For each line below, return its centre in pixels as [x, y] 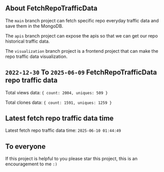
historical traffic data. [27, 41]
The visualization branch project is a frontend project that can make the [82, 51]
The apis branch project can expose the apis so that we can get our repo [82, 36]
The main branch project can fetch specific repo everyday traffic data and [82, 20]
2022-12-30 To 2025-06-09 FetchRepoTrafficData [81, 72]
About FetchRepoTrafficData [51, 8]
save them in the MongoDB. [34, 26]
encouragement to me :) [31, 164]
